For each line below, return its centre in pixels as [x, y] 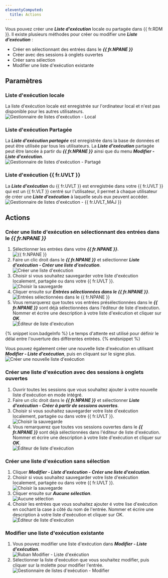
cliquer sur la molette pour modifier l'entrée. [58, 565]
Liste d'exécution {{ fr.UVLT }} [43, 175]
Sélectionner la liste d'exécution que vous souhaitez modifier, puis [81, 560]
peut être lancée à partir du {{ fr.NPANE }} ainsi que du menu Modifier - [80, 152]
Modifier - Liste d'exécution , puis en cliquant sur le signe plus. [70, 354]
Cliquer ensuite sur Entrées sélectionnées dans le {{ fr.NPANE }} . [81, 292]
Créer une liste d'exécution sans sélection [58, 461]
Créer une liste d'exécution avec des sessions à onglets [74, 372]
